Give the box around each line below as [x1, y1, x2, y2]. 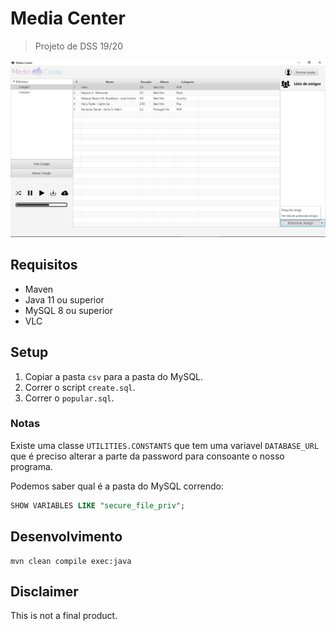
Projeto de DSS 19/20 [34, 40, 123, 52]
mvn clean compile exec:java [10, 556, 132, 566]
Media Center [10, 7, 126, 30]
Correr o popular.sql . [24, 392, 115, 404]
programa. [10, 460, 53, 472]
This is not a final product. [10, 610, 118, 622]
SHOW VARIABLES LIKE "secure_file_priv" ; [10, 500, 186, 511]
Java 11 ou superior [24, 293, 105, 306]
